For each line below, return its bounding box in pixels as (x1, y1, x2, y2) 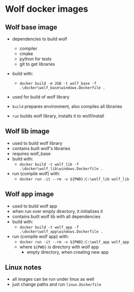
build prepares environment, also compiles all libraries (12, 104, 122, 109)
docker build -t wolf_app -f (19, 225, 79, 230)
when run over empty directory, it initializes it (12, 208, 103, 214)
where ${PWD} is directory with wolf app (19, 244, 99, 250)
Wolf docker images (5, 3, 89, 15)
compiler (19, 46, 38, 51)
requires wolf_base (12, 151, 51, 157)
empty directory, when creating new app (26, 249, 109, 255)
